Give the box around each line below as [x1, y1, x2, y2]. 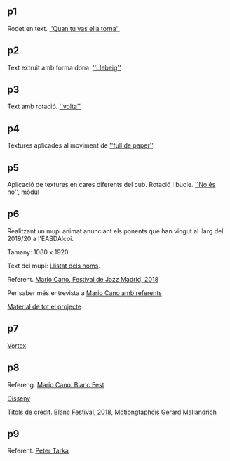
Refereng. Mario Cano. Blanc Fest [7, 380, 104, 389]
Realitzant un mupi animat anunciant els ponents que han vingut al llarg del [7, 226, 224, 235]
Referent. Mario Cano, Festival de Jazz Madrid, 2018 [7, 275, 159, 283]
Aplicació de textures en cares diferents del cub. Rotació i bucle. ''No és [7, 181, 216, 189]
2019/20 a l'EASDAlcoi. [7, 234, 74, 242]
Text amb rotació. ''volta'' [7, 102, 81, 111]
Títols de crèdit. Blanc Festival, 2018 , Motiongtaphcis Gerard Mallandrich [7, 408, 217, 416]
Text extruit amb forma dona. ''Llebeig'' [7, 63, 121, 72]
